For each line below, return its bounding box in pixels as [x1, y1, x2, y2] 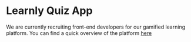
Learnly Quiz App [6, 4, 93, 17]
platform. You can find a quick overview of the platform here [6, 29, 152, 36]
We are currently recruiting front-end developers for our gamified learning [6, 23, 186, 30]
